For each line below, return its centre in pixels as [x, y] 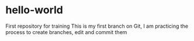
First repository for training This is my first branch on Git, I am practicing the [97, 26]
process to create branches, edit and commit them [66, 32]
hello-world [34, 10]
